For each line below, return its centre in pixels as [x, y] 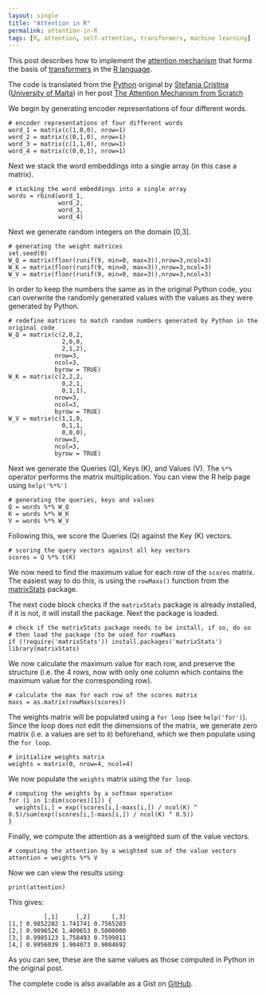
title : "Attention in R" [49, 23]
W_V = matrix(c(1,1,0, [46, 419]
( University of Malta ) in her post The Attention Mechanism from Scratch [126, 93]
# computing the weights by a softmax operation [90, 794]
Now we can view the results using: [66, 873]
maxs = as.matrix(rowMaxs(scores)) [67, 702]
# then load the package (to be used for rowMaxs [92, 635]
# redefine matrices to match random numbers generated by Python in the [133, 321]
